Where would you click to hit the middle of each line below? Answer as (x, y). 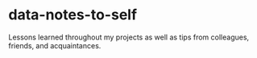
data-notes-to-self (73, 15)
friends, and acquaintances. (55, 45)
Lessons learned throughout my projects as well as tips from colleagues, (129, 37)
